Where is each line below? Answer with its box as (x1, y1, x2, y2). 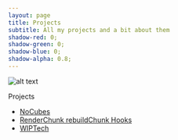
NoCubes (19, 106, 51, 116)
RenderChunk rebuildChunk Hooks (19, 115, 133, 124)
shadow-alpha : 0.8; (8, 56, 72, 63)
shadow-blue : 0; (8, 48, 61, 56)
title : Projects (8, 19, 61, 27)
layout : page (8, 11, 51, 20)
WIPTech (19, 123, 49, 133)
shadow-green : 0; (8, 41, 65, 48)
